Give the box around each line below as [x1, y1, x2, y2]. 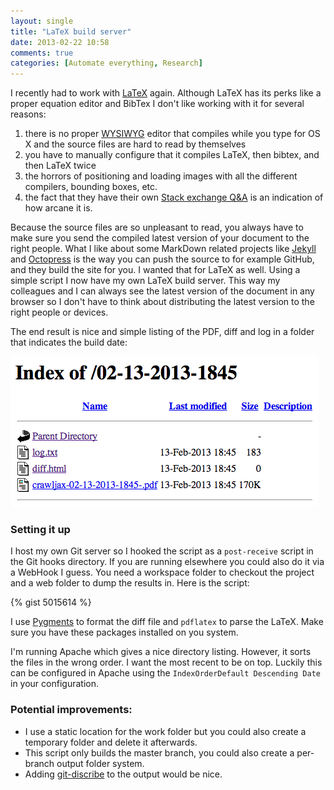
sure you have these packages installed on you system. [10, 626, 239, 639]
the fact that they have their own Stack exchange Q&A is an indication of [24, 191, 324, 204]
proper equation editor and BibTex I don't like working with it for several [10, 98, 305, 110]
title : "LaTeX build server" [10, 26, 132, 37]
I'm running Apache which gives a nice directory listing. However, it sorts [10, 646, 312, 658]
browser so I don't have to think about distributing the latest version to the [10, 296, 315, 308]
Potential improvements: [10, 703, 133, 717]
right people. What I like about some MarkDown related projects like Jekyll [10, 243, 317, 255]
